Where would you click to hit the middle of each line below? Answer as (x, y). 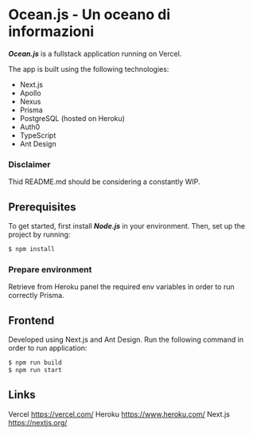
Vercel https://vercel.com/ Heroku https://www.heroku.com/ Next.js (119, 414)
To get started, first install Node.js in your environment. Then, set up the (127, 226)
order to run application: (48, 348)
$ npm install (32, 249)
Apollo (30, 92)
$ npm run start (35, 370)
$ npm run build (35, 363)
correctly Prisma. (37, 296)
